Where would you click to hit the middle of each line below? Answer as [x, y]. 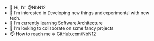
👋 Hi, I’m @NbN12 [27, 8]
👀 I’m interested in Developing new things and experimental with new [79, 13]
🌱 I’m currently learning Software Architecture [56, 23]
